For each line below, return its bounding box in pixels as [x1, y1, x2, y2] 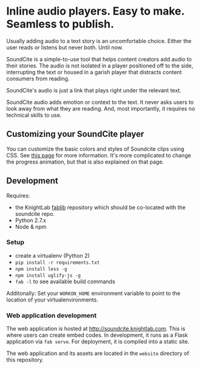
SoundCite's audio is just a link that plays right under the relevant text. [6, 86, 182, 94]
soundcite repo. [15, 210, 55, 217]
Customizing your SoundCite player [6, 129, 145, 139]
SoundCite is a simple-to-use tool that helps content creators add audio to [6, 55, 192, 63]
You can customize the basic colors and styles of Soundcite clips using [6, 145, 185, 153]
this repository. [6, 356, 44, 364]
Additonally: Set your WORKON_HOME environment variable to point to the [6, 289, 181, 297]
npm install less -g [15, 266, 67, 272]
